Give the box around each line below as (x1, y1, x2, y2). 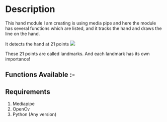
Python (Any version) (12, 111, 57, 117)
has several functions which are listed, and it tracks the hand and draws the (5, 25, 162, 31)
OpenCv (12, 106, 30, 112)
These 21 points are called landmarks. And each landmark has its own (5, 50, 150, 56)
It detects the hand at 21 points (5, 41, 69, 47)
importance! (5, 56, 31, 62)
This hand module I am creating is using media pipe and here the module (5, 20, 156, 26)
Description (5, 3, 55, 15)
